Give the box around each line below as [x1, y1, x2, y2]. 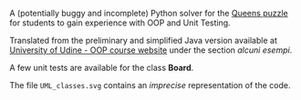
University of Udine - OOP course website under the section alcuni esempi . [9, 45, 293, 55]
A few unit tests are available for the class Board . [9, 63, 194, 73]
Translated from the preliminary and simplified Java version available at [9, 35, 278, 45]
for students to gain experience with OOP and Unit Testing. [9, 17, 231, 28]
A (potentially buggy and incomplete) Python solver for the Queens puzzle [9, 8, 289, 18]
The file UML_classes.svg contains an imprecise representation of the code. [9, 80, 291, 90]
